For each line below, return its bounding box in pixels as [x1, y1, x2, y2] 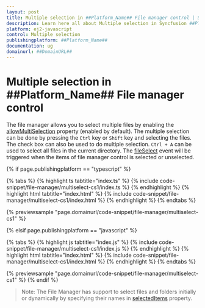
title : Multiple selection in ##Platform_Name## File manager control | [6, 15, 195, 21]
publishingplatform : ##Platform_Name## [6, 37, 108, 43]
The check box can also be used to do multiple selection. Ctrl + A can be [6, 140, 192, 148]
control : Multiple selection [6, 32, 81, 38]
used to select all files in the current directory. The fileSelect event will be [6, 147, 191, 154]
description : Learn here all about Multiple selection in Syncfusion [6, 20, 187, 26]
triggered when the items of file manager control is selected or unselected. [6, 153, 195, 160]
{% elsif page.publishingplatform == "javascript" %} [6, 226, 137, 234]
